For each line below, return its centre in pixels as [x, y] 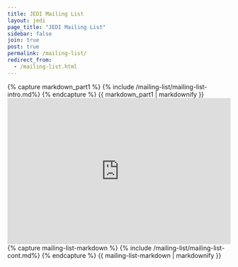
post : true [23, 47]
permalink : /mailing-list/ [47, 54]
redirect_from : [30, 60]
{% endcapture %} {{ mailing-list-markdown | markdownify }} [131, 255]
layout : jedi [27, 21]
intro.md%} [24, 94]
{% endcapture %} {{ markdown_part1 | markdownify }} [123, 94]
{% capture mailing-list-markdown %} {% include [80, 248]
